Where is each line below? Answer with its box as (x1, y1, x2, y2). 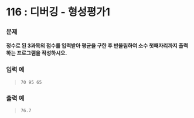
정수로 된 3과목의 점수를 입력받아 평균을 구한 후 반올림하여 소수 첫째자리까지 (6, 42, 178, 49)
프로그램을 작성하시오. (16, 49, 67, 56)
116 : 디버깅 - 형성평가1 (6, 5, 110, 19)
